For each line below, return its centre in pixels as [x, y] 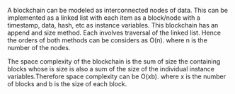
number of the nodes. [39, 48]
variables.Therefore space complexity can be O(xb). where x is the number [117, 76]
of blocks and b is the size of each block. [67, 84]
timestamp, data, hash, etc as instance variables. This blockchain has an [113, 25]
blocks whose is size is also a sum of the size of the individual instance [111, 69]
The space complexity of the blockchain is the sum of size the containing [114, 61]
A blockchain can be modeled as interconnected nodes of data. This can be [118, 10]
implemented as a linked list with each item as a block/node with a [104, 18]
